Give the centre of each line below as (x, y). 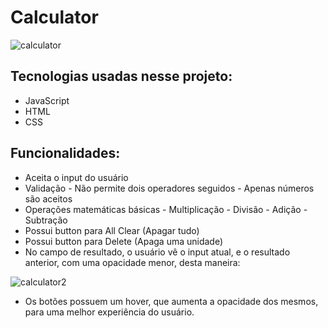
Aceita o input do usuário (76, 177)
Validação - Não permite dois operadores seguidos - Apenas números (169, 188)
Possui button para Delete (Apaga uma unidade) (124, 241)
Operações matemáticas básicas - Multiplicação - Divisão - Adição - (166, 209)
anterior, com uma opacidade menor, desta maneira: (132, 262)
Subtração (46, 220)
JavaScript (47, 100)
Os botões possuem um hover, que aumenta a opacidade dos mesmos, (171, 301)
